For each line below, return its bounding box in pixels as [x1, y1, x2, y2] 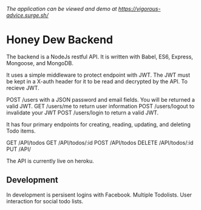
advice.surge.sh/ [6, 12, 49, 19]
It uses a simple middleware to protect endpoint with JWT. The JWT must [6, 71, 190, 79]
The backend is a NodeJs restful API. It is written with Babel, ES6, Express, [6, 53, 193, 60]
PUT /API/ [6, 145, 32, 153]
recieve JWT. [6, 84, 39, 91]
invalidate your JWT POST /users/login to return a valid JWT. [6, 109, 159, 116]
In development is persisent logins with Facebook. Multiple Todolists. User [6, 191, 192, 198]
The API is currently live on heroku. [6, 157, 94, 164]
